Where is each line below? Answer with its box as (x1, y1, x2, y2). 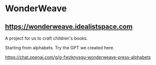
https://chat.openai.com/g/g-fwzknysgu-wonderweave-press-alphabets (5, 54, 151, 60)
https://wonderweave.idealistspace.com (5, 22, 133, 31)
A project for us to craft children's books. (5, 35, 88, 41)
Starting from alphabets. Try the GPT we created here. (5, 45, 115, 50)
